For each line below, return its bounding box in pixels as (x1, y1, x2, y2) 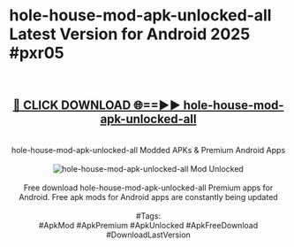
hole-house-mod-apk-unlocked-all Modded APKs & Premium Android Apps (11, 144, 286, 155)
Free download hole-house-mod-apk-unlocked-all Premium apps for (23, 182, 274, 193)
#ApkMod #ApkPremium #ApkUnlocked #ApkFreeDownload (38, 220, 259, 230)
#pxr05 (9, 43, 64, 63)
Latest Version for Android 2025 (9, 24, 251, 44)
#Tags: (135, 210, 162, 221)
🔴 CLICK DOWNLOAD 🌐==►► (12, 98, 181, 113)
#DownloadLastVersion (105, 229, 192, 240)
